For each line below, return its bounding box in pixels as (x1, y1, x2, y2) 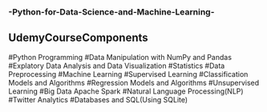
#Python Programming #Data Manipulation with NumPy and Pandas (8, 52, 233, 62)
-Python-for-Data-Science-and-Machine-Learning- (8, 6, 215, 18)
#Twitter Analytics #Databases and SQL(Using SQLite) (8, 94, 188, 104)
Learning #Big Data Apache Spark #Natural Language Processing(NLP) (8, 86, 244, 96)
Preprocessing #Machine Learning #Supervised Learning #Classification (8, 69, 249, 78)
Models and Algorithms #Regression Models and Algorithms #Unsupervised (8, 78, 260, 87)
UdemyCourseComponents (8, 31, 148, 45)
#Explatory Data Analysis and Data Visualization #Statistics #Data (8, 61, 225, 70)
